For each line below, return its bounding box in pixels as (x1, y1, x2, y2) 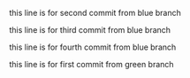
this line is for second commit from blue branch (9, 8, 181, 18)
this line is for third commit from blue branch (9, 25, 171, 35)
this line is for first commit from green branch (9, 59, 174, 69)
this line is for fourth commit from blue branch (9, 42, 177, 52)
